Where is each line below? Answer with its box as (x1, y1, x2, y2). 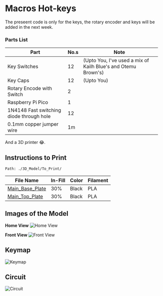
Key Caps (7, 77, 30, 84)
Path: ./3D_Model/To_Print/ (5, 166, 62, 172)
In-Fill (50, 177, 65, 184)
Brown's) (83, 69, 104, 76)
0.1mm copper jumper (7, 121, 59, 128)
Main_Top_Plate (7, 193, 43, 200)
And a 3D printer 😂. (5, 139, 46, 145)
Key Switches (7, 63, 39, 70)
